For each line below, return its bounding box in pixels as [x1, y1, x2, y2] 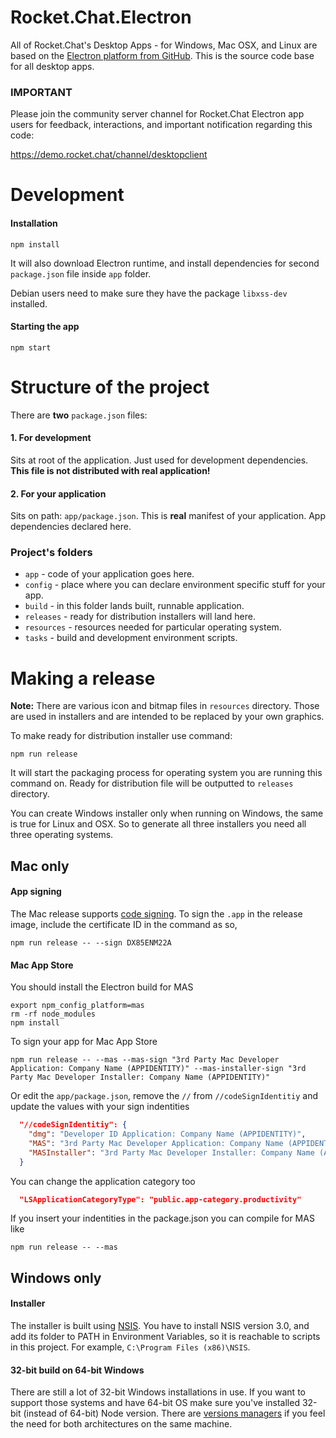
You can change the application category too [10, 1175, 196, 1187]
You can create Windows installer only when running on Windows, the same [10, 807, 324, 820]
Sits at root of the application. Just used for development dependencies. [10, 454, 309, 466]
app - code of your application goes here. [24, 568, 195, 580]
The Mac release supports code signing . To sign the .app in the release [10, 908, 303, 920]
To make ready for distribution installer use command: [10, 730, 233, 742]
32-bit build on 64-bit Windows [10, 1364, 145, 1376]
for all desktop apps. [10, 60, 95, 72]
